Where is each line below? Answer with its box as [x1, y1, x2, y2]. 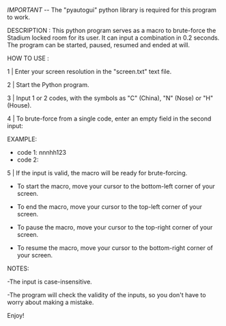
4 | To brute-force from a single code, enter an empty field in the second [7, 114, 212, 123]
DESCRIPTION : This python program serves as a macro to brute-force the [7, 27, 216, 34]
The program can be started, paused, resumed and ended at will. [7, 41, 190, 49]
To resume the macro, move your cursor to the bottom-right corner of [16, 244, 213, 252]
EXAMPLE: [7, 135, 38, 143]
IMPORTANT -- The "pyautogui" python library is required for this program [7, 6, 217, 14]
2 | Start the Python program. [7, 81, 90, 88]
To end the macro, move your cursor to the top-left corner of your [16, 203, 203, 211]
